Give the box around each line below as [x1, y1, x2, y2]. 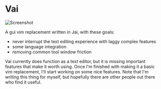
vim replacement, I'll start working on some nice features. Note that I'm [5, 68, 149, 74]
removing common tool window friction [12, 49, 92, 55]
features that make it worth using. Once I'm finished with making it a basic [5, 64, 155, 69]
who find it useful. [5, 79, 42, 85]
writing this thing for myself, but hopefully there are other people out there [5, 74, 156, 80]
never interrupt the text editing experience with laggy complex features [12, 38, 156, 44]
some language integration [12, 44, 67, 49]
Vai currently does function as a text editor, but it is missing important [5, 58, 146, 64]
